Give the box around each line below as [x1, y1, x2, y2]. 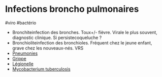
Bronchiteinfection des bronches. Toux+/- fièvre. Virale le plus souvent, [12, 29, 158, 35]
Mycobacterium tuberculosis [12, 66, 70, 72]
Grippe [12, 55, 27, 61]
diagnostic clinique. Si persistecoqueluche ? [12, 35, 102, 40]
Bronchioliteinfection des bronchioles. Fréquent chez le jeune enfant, [12, 39, 153, 45]
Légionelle [12, 61, 33, 67]
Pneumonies [12, 50, 38, 56]
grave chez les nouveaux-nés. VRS [12, 45, 84, 51]
